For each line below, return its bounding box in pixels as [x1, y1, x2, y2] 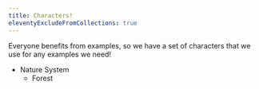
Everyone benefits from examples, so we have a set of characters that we [8, 41, 251, 50]
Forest [31, 73, 54, 83]
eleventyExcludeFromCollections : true [8, 19, 137, 27]
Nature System [19, 64, 70, 74]
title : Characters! [8, 11, 74, 20]
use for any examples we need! [8, 49, 112, 59]
